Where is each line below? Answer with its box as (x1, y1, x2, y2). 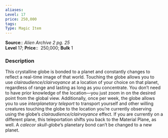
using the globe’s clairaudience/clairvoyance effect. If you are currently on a (5, 111, 163, 117)
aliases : (5, 7, 24, 12)
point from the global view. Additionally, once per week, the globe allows (5, 95, 155, 101)
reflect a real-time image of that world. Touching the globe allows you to (5, 74, 154, 80)
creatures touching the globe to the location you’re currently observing (5, 106, 152, 112)
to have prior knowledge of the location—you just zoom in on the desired (5, 90, 156, 96)
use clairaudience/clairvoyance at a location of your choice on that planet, (5, 79, 159, 85)
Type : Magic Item (5, 26, 42, 31)
